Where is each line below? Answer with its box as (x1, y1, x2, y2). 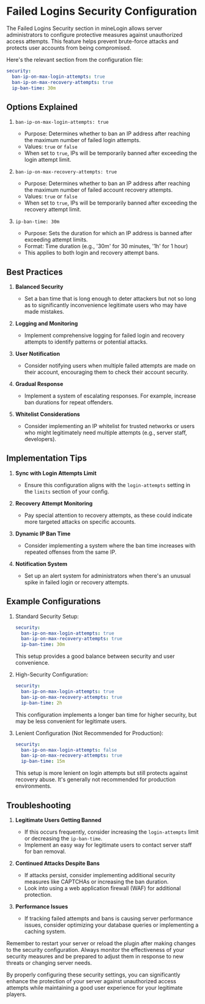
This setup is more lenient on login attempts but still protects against (15, 769, 188, 777)
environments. (15, 782, 52, 790)
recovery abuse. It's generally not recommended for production (15, 776, 176, 783)
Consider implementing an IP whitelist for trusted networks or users (24, 423, 195, 430)
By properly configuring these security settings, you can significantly (6, 971, 181, 978)
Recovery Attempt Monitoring (15, 499, 93, 507)
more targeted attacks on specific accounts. (24, 518, 136, 525)
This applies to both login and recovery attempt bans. (24, 249, 160, 257)
